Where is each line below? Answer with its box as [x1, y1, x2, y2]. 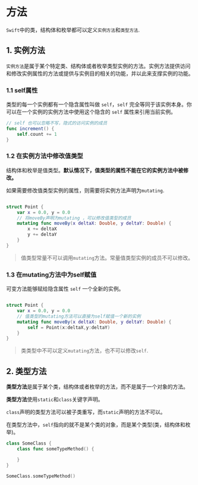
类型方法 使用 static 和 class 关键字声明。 [6, 396, 103, 403]
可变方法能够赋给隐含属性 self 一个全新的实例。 [6, 285, 124, 293]
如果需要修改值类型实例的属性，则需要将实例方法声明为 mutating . [6, 186, 165, 194]
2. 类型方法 [6, 366, 47, 376]
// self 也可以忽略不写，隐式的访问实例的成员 [6, 120, 108, 126]
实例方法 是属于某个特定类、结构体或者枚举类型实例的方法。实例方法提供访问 [6, 62, 191, 69]
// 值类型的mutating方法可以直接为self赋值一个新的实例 [17, 313, 141, 319]
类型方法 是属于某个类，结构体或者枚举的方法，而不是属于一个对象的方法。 [6, 383, 188, 390]
